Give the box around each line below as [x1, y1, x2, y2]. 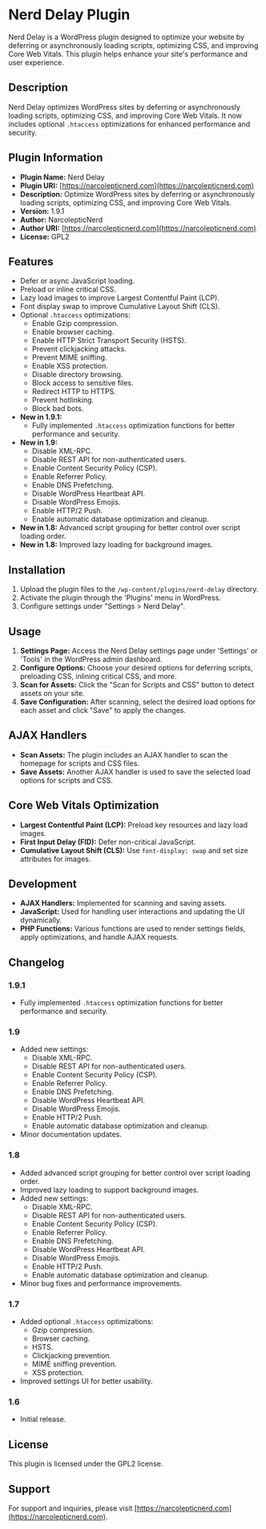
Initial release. [19, 1414, 66, 1424]
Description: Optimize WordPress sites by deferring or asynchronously [19, 189, 255, 199]
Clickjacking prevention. [31, 1351, 112, 1361]
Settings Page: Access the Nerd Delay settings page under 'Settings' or [19, 646, 258, 655]
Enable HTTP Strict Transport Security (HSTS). [31, 336, 187, 345]
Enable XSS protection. [31, 361, 108, 371]
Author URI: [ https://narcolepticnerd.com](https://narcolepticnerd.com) [19, 223, 256, 233]
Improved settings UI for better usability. [19, 1376, 154, 1386]
